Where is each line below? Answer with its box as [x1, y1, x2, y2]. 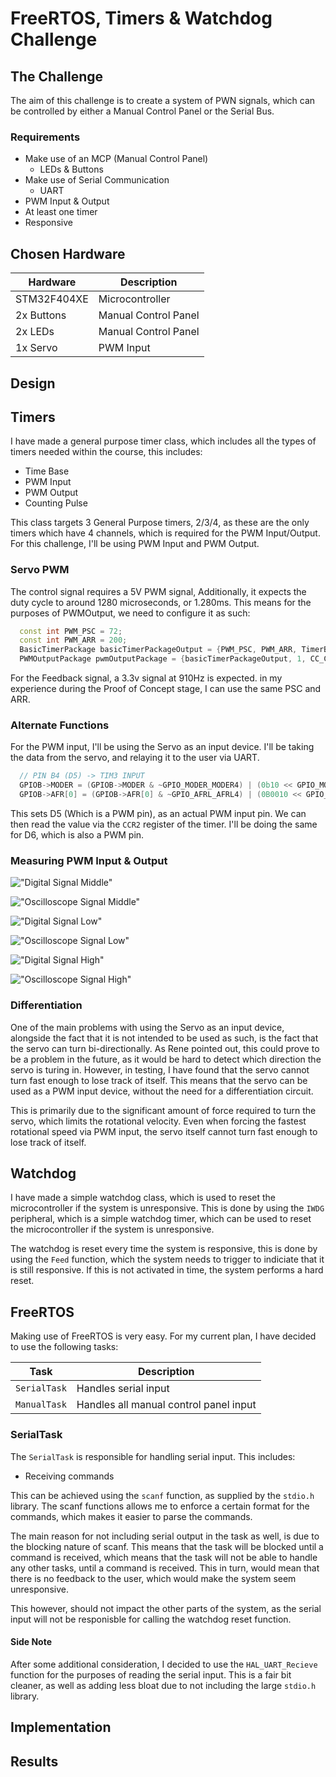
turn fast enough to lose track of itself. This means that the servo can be [10, 1074, 308, 1086]
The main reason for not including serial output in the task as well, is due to [10, 1530, 320, 1542]
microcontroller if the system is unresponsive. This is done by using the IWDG [10, 1202, 325, 1214]
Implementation [10, 1719, 112, 1736]
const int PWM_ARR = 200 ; [19, 635, 128, 646]
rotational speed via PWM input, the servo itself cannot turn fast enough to [10, 1125, 318, 1137]
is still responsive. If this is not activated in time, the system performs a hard [10, 1264, 324, 1276]
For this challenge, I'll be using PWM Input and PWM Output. [10, 538, 260, 550]
